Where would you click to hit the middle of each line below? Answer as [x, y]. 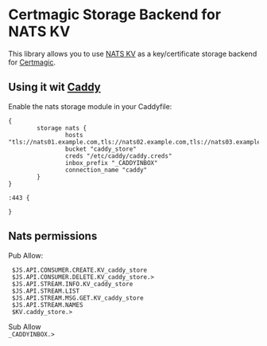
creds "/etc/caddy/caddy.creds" [118, 156]
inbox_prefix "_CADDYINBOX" [111, 163]
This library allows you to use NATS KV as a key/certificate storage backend [133, 53]
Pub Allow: [26, 255]
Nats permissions [53, 236]
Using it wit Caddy [54, 87]
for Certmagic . [32, 62]
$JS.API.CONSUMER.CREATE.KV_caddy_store [79, 270]
